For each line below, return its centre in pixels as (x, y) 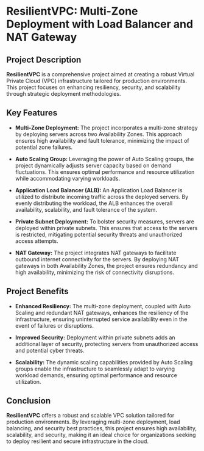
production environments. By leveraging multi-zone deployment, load (93, 422)
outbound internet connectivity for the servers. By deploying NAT (97, 259)
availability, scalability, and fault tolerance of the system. (86, 209)
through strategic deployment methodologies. (64, 94)
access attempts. (37, 241)
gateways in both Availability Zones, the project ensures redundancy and (106, 265)
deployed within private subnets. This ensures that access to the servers (106, 228)
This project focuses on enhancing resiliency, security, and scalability (93, 87)
